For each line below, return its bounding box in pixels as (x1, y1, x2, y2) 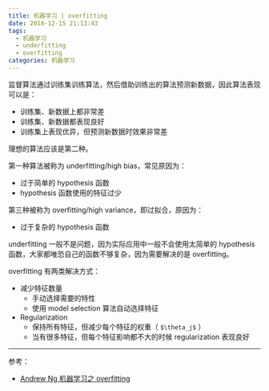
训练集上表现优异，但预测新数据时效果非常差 (19, 126, 168, 136)
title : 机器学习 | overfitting (8, 11, 108, 20)
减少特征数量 (19, 283, 62, 293)
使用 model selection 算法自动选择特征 (31, 303, 159, 313)
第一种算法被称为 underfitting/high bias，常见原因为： (8, 161, 187, 170)
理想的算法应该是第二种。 (8, 144, 93, 153)
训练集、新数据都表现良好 (19, 116, 105, 126)
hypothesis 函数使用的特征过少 (19, 188, 122, 198)
